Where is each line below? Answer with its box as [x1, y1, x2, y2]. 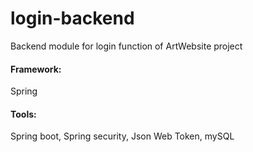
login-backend [10, 7, 135, 30]
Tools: [10, 108, 37, 120]
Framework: [10, 63, 62, 75]
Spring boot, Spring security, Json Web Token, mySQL [10, 130, 235, 142]
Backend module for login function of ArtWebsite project [10, 40, 243, 52]
